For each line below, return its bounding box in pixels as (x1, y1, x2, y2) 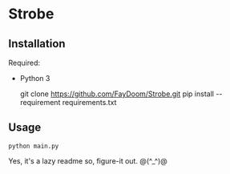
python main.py (8, 142, 59, 150)
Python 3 (19, 74, 50, 83)
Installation (8, 37, 66, 51)
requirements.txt (62, 98, 117, 107)
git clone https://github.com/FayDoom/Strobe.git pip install (19, 89, 215, 99)
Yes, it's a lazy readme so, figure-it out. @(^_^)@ (8, 156, 168, 165)
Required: (8, 58, 41, 67)
